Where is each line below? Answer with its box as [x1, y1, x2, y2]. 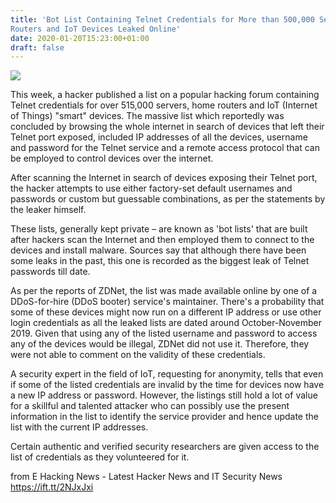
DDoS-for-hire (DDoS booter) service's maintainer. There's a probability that [10, 296, 325, 308]
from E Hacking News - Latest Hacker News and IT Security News [10, 471, 283, 483]
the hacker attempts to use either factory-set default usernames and [10, 182, 293, 195]
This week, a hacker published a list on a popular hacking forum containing [10, 89, 320, 101]
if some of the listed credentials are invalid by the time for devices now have [10, 379, 325, 391]
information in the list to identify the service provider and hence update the [10, 411, 319, 423]
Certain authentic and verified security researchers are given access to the [10, 441, 320, 453]
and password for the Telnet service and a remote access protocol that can [10, 142, 320, 154]
